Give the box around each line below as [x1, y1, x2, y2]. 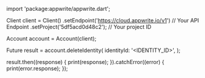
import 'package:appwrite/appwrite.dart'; [6, 5, 110, 12]
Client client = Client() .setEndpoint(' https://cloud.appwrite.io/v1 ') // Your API [6, 17, 199, 24]
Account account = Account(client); [6, 35, 97, 42]
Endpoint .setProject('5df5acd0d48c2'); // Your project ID [6, 24, 152, 30]
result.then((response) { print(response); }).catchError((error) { [6, 59, 165, 65]
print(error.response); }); [6, 65, 69, 72]
